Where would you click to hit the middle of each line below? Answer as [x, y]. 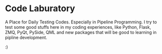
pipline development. [26, 37]
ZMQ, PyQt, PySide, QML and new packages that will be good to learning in [81, 32]
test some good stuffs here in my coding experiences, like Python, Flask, [78, 27]
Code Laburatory [40, 9]
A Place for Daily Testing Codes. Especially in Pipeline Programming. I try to [81, 22]
